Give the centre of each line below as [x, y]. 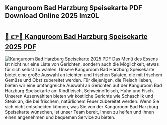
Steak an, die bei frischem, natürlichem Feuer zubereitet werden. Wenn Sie [82, 101]
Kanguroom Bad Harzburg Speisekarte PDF [74, 8]
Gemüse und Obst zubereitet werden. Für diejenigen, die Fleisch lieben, [79, 80]
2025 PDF [21, 47]
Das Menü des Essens [135, 59]
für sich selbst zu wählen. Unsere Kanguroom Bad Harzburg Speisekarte [80, 69]
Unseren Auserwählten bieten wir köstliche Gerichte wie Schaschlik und [79, 96]
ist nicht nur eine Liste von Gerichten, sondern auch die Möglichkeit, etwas [82, 64]
